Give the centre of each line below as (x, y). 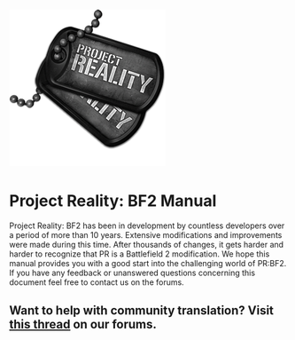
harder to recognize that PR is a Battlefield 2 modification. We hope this (140, 254)
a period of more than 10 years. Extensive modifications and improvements (146, 235)
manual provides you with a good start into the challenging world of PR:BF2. (148, 264)
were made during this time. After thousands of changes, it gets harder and (147, 245)
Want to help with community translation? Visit (142, 310)
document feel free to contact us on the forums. (97, 282)
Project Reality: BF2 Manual (113, 201)
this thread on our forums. (83, 324)
